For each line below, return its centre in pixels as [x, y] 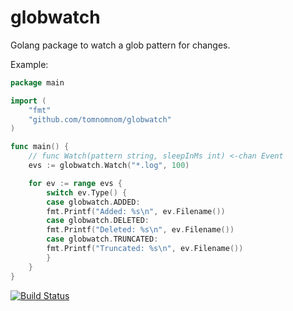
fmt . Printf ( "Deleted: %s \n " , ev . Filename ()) [140, 230]
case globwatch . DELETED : [98, 221]
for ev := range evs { [75, 183]
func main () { [40, 147]
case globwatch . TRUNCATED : [102, 239]
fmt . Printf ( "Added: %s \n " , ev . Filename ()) [136, 211]
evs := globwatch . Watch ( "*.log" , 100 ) [109, 166]
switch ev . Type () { [87, 192]
